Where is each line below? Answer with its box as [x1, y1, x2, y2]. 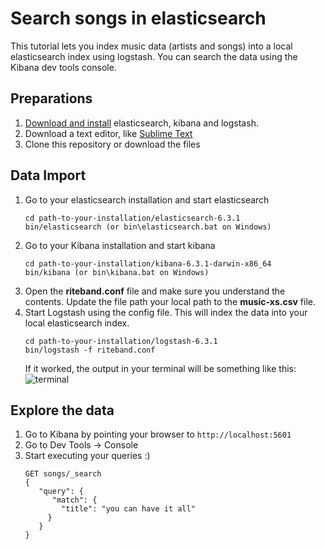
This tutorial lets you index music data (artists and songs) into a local [10, 40, 293, 52]
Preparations [10, 90, 93, 107]
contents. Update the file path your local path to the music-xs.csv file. [24, 295, 317, 307]
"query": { [38, 487, 84, 497]
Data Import [10, 167, 87, 184]
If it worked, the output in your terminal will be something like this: [24, 362, 297, 374]
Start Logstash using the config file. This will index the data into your [24, 306, 308, 318]
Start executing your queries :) [24, 450, 151, 462]
